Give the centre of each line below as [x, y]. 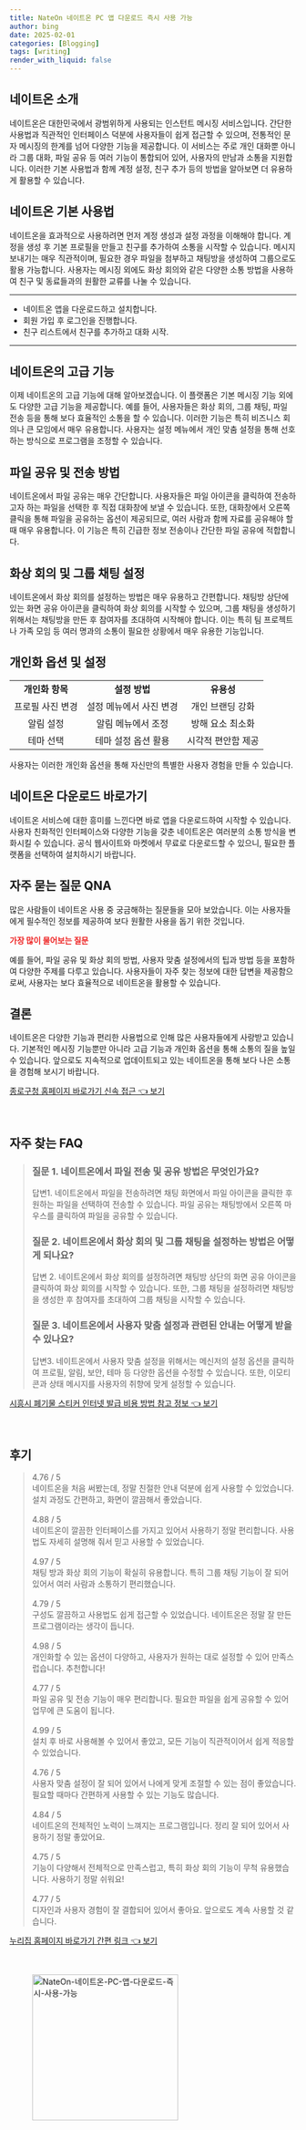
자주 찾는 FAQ [46, 1143]
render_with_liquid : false [61, 60]
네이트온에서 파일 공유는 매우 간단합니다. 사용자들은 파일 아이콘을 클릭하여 [141, 496]
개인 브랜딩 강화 [223, 706]
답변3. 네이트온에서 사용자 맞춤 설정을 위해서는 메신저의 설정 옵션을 [151, 1360]
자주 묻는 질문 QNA [61, 886]
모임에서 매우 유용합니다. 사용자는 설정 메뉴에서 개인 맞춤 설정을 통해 [158, 429]
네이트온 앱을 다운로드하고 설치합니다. [90, 309]
